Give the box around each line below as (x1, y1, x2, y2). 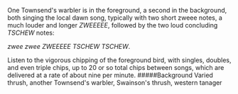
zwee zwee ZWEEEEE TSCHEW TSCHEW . (7, 42, 131, 50)
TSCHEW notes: (7, 28, 55, 37)
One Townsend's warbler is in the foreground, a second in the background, (7, 6, 227, 14)
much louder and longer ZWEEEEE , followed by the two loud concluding (7, 21, 218, 29)
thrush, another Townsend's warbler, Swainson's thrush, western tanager (7, 78, 222, 87)
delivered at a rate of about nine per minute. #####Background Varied (7, 71, 213, 79)
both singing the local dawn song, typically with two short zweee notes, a (7, 13, 222, 22)
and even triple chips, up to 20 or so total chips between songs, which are (7, 64, 225, 71)
